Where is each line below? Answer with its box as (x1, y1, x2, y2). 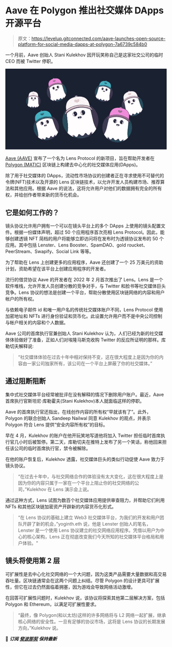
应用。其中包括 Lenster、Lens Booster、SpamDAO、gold (5, 242, 126, 248)
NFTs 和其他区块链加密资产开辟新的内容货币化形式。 (5, 503, 117, 510)
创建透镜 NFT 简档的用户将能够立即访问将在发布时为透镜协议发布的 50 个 (9, 235, 164, 241)
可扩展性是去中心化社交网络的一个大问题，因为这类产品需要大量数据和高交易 (5, 571, 167, 577)
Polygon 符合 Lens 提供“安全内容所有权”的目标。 (5, 421, 108, 428)
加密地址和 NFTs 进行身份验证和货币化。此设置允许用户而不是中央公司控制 (5, 313, 163, 319)
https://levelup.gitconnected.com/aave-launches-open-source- (31, 35, 166, 41)
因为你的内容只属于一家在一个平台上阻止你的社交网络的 (17, 479, 135, 486)
